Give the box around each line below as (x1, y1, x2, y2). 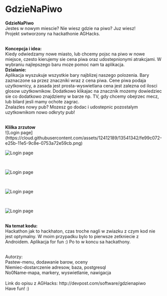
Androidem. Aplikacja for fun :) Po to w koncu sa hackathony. (5, 239, 131, 245)
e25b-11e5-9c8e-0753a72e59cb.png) (5, 140, 83, 146)
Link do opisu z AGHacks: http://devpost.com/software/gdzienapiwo (5, 280, 146, 286)
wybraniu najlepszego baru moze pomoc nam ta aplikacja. (5, 61, 125, 67)
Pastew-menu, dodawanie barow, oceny (5, 259, 88, 265)
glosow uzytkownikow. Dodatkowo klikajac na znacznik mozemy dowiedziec (5, 88, 162, 94)
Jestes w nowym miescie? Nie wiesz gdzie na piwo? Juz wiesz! (5, 25, 136, 31)
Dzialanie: (5, 66, 26, 73)
